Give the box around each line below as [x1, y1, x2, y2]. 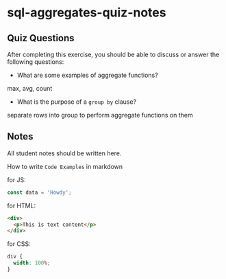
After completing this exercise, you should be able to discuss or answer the [7, 50, 220, 58]
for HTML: [7, 201, 36, 210]
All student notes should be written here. [7, 149, 122, 157]
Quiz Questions [7, 32, 75, 44]
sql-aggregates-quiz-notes [7, 5, 166, 21]
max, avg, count [7, 85, 53, 92]
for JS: [7, 175, 26, 183]
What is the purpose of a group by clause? [16, 98, 137, 106]
